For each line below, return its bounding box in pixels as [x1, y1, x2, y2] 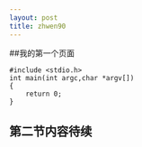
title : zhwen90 [9, 22, 67, 31]
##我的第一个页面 [9, 47, 75, 59]
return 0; [25, 89, 63, 98]
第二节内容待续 [9, 124, 93, 139]
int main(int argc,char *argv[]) [9, 73, 135, 82]
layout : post [9, 13, 58, 23]
